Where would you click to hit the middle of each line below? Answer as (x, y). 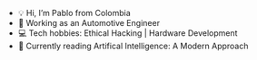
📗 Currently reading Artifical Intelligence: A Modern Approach (133, 46)
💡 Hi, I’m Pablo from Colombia (74, 13)
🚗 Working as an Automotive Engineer (89, 23)
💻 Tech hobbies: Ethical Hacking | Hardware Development (128, 33)
